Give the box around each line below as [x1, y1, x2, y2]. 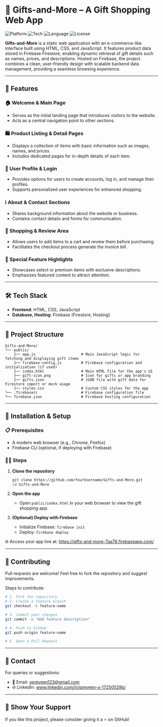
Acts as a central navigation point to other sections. [12, 118, 115, 123]
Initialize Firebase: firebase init [19, 524, 85, 530]
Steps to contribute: [5, 585, 45, 591]
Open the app [12, 490, 40, 497]
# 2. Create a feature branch [5, 599, 66, 604]
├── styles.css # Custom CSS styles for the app [14, 386, 149, 390]
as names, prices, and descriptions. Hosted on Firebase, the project [5, 55, 141, 61]
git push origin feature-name [5, 630, 66, 635]
